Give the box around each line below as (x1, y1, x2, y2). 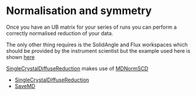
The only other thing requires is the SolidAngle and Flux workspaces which (6, 41, 188, 48)
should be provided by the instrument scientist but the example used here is (6, 47, 191, 54)
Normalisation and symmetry (6, 4, 152, 18)
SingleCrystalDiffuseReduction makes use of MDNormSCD (6, 65, 149, 72)
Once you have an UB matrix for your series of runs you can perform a (6, 23, 177, 30)
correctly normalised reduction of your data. (6, 29, 114, 36)
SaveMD (14, 82, 35, 89)
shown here (6, 53, 35, 60)
